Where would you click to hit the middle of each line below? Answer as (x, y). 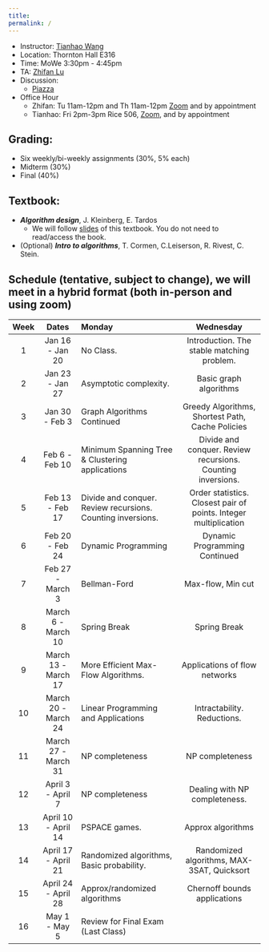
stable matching (219, 350)
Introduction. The (219, 340)
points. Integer (219, 512)
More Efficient (108, 664)
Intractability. (219, 708)
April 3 (58, 784)
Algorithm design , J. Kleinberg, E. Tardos (88, 220)
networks (219, 675)
